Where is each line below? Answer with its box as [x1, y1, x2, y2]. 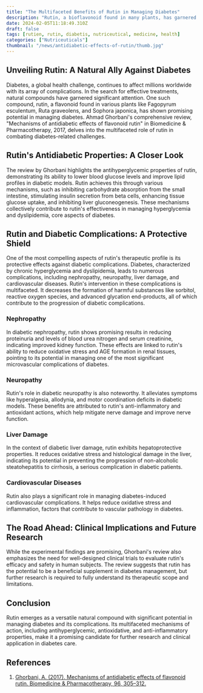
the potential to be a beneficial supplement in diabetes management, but [6, 568, 187, 575]
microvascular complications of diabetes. [6, 360, 109, 368]
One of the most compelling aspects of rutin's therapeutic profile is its [6, 254, 181, 262]
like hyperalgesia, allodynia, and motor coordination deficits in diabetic [6, 396, 183, 403]
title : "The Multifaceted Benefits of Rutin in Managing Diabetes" [6, 8, 181, 15]
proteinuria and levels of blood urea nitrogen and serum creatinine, [6, 334, 173, 342]
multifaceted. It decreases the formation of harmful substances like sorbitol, [6, 287, 196, 294]
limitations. [6, 580, 34, 588]
